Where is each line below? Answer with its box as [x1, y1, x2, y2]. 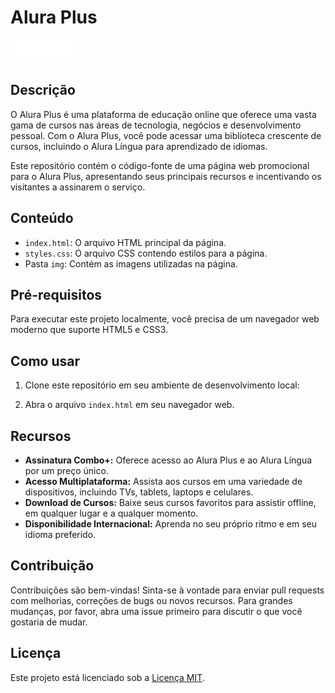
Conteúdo [10, 210, 74, 227]
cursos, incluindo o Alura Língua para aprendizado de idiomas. [10, 140, 268, 152]
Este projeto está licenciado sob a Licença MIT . [10, 671, 205, 683]
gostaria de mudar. [10, 616, 88, 628]
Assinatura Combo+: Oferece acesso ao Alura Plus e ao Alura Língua [24, 454, 313, 466]
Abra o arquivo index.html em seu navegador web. [24, 399, 235, 411]
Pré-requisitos [10, 286, 103, 303]
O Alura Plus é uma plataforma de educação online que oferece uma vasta [10, 108, 317, 120]
